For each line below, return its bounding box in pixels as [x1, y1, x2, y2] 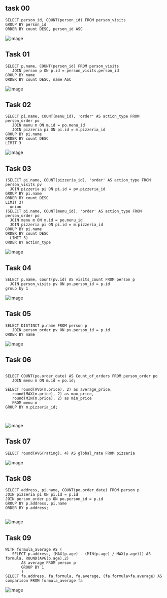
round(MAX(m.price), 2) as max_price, [12, 391, 94, 396]
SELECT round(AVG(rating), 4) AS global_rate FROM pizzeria [5, 451, 136, 456]
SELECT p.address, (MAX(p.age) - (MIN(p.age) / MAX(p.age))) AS [12, 551, 151, 557]
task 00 [5, 4, 30, 13]
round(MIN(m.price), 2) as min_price [12, 396, 92, 401]
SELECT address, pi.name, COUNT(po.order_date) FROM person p [5, 488, 140, 493]
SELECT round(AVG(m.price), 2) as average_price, [5, 387, 113, 392]
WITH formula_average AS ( [5, 547, 62, 552]
